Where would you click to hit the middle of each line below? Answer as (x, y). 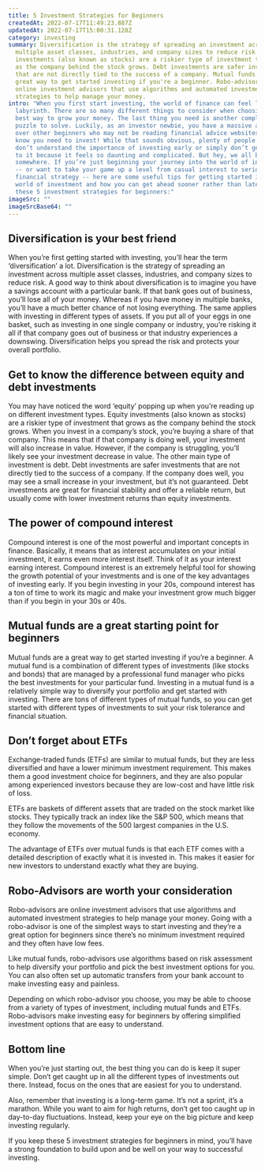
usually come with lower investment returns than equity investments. (120, 498)
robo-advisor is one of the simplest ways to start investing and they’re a (125, 927)
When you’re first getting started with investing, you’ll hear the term (118, 258)
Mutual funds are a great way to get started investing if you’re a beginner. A (131, 657)
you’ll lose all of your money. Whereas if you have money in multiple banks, (131, 299)
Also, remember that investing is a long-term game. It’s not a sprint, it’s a (126, 1100)
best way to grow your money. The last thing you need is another (127, 119)
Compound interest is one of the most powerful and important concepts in (129, 542)
